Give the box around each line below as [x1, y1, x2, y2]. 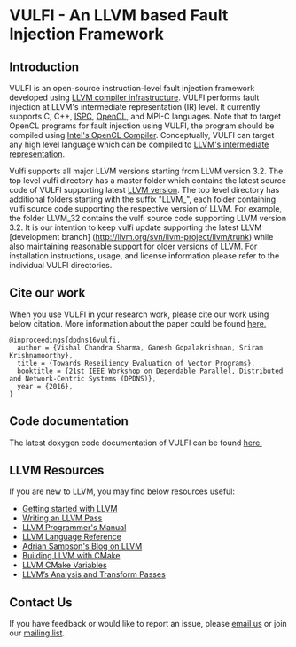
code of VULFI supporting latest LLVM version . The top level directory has [9, 185, 280, 195]
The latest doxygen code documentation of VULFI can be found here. [9, 437, 263, 448]
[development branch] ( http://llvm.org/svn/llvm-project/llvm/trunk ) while [9, 232, 274, 242]
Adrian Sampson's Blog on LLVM [21, 541, 143, 551]
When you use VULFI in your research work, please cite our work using [9, 309, 269, 320]
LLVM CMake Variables [21, 559, 108, 571]
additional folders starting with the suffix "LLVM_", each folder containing [9, 194, 277, 204]
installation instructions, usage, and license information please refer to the [9, 250, 280, 261]
